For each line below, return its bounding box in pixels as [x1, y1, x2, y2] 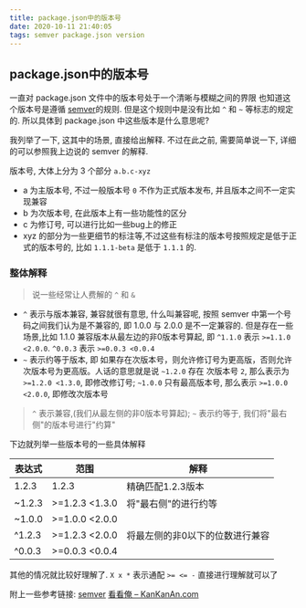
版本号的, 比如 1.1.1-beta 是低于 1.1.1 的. [38, 242, 196, 253]
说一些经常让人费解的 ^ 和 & [31, 289, 135, 300]
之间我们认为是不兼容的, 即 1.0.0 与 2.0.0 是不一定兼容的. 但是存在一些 [30, 320, 294, 331]
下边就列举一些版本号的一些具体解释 [9, 439, 146, 450]
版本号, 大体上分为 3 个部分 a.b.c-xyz [9, 165, 151, 176]
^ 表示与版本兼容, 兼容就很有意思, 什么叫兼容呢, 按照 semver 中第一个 [22, 309, 284, 320]
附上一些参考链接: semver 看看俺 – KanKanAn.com [9, 589, 199, 600]
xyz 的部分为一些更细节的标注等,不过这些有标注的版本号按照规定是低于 [22, 230, 290, 242]
